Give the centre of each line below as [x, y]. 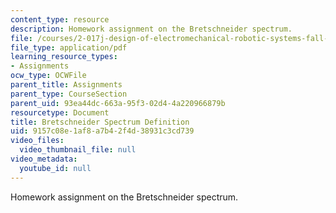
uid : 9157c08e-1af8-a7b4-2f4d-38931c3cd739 [102, 131]
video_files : [37, 141]
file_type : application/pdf [69, 47]
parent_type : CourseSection [69, 94]
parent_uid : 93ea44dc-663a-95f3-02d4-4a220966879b [118, 103]
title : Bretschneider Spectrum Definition [100, 122]
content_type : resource [60, 19]
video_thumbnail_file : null [78, 150]
